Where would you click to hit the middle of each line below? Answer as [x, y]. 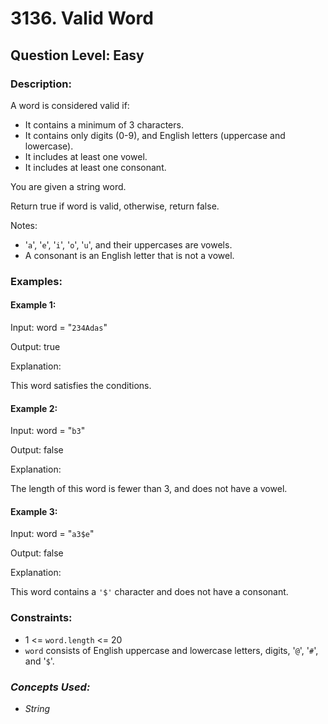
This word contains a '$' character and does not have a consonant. [149, 592]
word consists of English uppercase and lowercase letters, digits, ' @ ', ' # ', [171, 650]
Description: [41, 84]
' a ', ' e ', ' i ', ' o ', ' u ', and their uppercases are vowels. [128, 244]
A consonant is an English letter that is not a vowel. [129, 255]
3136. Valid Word [82, 18]
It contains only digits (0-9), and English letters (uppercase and [155, 135]
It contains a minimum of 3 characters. [104, 124]
